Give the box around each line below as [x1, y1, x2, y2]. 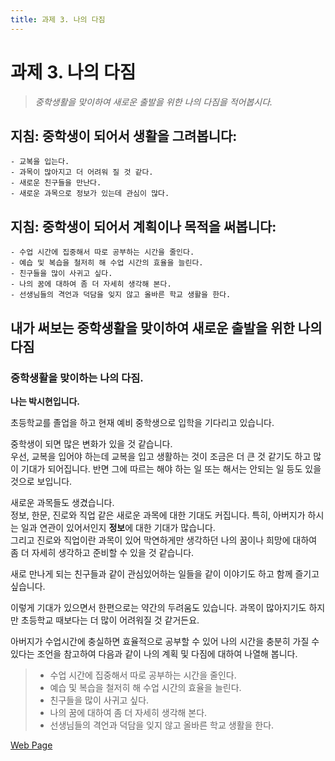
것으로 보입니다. [10, 475, 73, 487]
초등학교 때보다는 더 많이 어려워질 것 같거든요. [20, 614, 200, 626]
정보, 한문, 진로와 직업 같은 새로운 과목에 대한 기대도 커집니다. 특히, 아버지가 [10, 509, 306, 521]
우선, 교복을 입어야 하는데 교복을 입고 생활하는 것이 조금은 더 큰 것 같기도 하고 [10, 450, 312, 462]
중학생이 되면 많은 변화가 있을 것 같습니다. [10, 437, 173, 450]
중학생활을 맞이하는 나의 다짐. [10, 371, 144, 385]
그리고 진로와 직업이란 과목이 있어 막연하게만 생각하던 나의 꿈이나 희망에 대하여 [10, 534, 318, 546]
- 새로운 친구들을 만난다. [10, 178, 102, 188]
